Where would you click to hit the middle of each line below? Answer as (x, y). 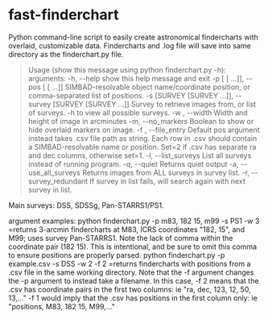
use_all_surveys (54, 172)
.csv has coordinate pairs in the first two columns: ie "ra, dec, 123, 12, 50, (130, 289)
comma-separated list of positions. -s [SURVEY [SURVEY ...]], (131, 95)
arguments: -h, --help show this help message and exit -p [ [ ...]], (136, 78)
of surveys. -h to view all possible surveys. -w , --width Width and (138, 112)
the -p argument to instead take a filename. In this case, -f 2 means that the (134, 280)
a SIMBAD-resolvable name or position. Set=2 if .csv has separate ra (142, 147)
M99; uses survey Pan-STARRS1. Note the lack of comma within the (121, 238)
